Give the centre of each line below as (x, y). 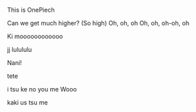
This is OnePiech (31, 10)
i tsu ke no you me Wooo (42, 89)
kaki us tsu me (27, 102)
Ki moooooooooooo (35, 36)
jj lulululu (20, 50)
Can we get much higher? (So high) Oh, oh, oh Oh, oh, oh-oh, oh (98, 23)
